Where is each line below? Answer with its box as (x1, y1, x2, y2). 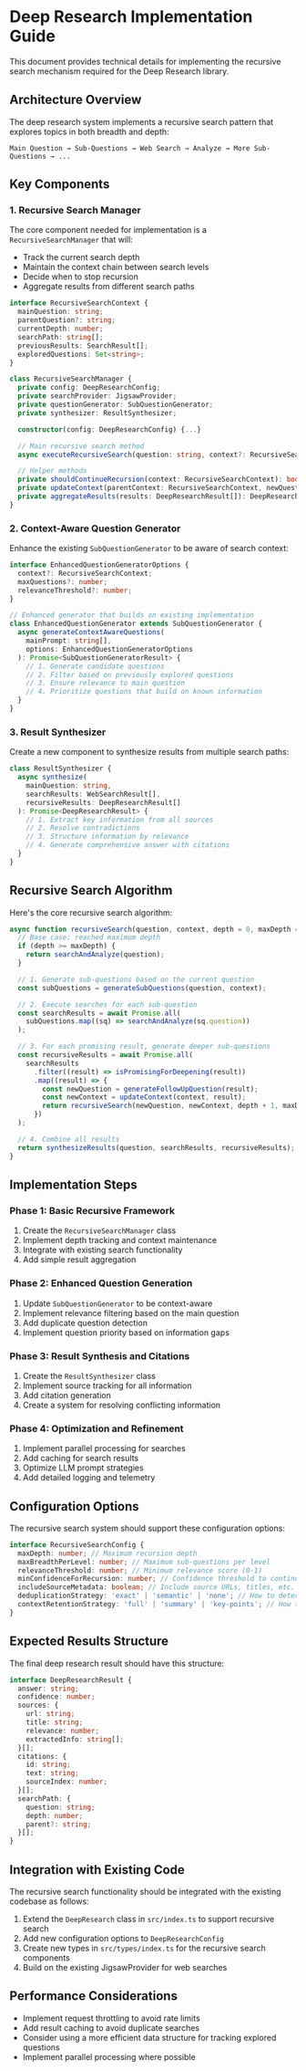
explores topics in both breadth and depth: (9, 126, 170, 137)
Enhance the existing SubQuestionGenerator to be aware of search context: (9, 543, 289, 554)
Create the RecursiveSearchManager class (22, 1225, 177, 1236)
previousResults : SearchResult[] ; (17, 340, 148, 350)
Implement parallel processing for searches (22, 1443, 187, 1454)
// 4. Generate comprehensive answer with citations (25, 841, 230, 850)
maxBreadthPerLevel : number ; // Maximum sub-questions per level (17, 1557, 271, 1566)
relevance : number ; (25, 1726, 100, 1735)
